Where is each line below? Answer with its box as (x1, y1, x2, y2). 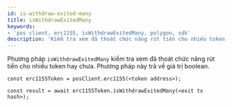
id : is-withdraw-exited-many (7, 10, 92, 17)
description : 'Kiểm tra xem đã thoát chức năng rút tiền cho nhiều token (7, 36, 226, 43)
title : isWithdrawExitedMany (7, 17, 92, 23)
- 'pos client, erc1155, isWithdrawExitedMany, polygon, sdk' (7, 29, 191, 37)
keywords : (7, 23, 36, 30)
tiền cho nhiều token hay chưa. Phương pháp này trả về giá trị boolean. (7, 62, 210, 70)
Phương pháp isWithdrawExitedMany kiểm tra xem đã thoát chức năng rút (7, 55, 215, 63)
